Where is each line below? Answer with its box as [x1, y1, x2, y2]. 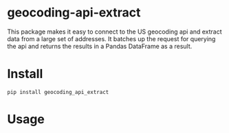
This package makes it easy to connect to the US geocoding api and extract [7, 27, 222, 36]
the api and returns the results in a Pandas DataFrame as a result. [7, 42, 193, 50]
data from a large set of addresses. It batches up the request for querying [7, 34, 216, 43]
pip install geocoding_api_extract [7, 88, 109, 95]
